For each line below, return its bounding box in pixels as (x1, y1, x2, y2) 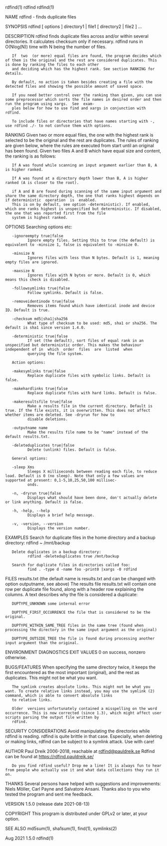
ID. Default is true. (5, 308, 50, 313)
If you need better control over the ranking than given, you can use (11, 93, 162, 98)
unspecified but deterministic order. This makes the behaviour (5, 342, 142, 347)
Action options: (11, 360, 46, 365)
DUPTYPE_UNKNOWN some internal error (11, 601, 91, 606)
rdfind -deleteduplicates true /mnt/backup (27, 554, 120, 559)
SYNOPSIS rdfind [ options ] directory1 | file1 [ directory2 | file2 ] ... (5, 23, 142, 29)
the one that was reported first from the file (5, 211, 106, 216)
